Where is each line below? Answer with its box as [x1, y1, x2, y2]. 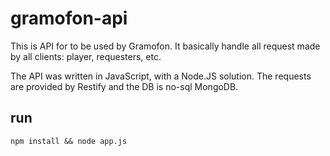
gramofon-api [10, 7, 128, 30]
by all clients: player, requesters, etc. [10, 50, 162, 62]
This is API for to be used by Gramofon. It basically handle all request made [10, 40, 321, 52]
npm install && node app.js [10, 136, 128, 146]
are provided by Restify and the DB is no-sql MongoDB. [10, 80, 239, 92]
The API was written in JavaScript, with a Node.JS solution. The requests [10, 70, 312, 82]
